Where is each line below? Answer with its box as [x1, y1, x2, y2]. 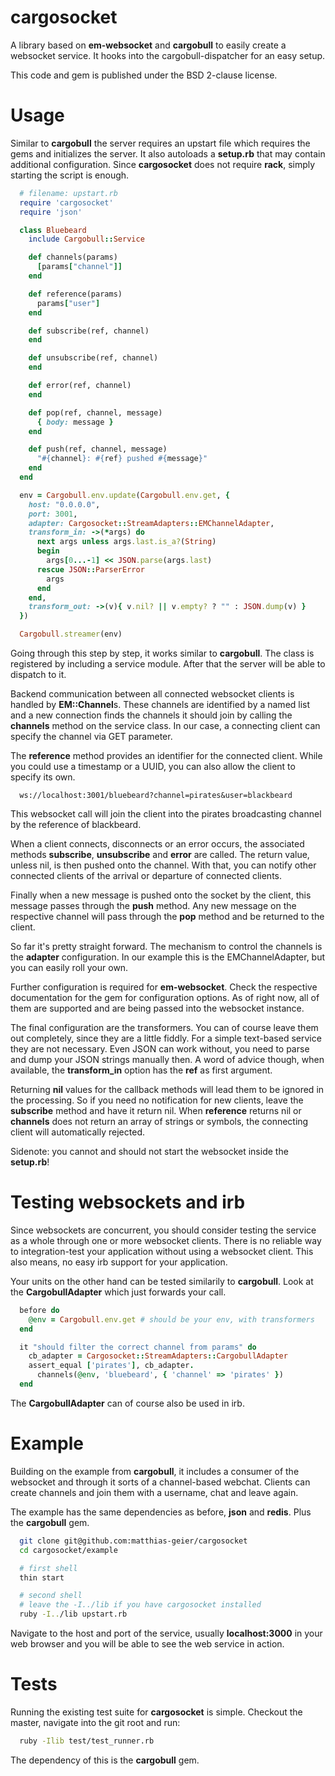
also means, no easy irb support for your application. [10, 1256, 228, 1268]
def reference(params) [28, 289, 123, 299]
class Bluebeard [19, 225, 87, 235]
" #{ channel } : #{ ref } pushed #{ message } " [36, 454, 208, 464]
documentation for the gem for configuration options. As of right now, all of [10, 992, 320, 1003]
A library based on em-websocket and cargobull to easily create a [10, 39, 287, 51]
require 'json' [19, 207, 83, 217]
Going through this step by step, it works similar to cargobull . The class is [10, 647, 315, 659]
